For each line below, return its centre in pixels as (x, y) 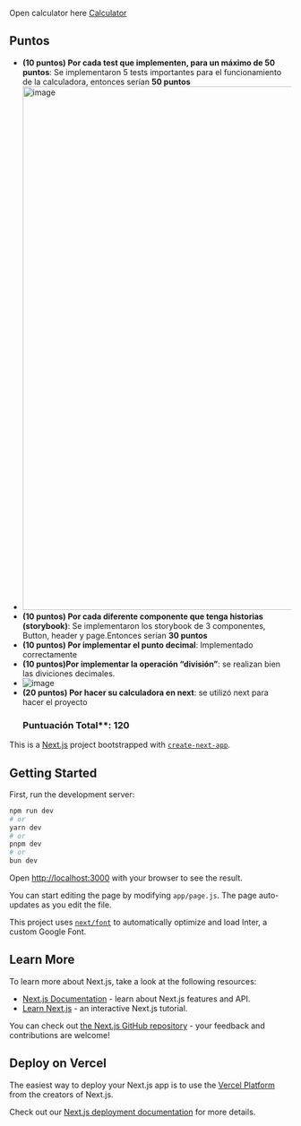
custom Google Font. (48, 932)
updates (25, 905)
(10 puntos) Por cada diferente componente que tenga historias (143, 616)
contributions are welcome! (60, 1035)
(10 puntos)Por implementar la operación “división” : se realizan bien (151, 664)
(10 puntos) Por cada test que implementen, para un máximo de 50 (149, 63)
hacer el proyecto (55, 701)
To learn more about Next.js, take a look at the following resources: (133, 981)
